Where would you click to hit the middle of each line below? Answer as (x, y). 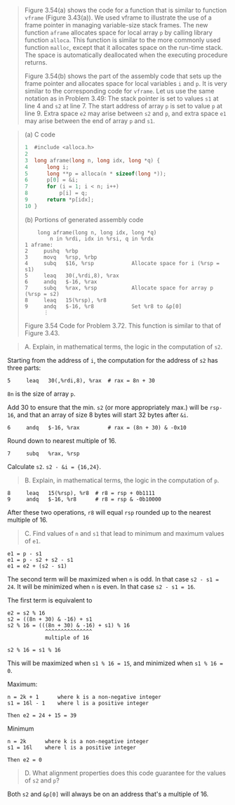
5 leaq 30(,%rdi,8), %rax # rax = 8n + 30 (81, 380)
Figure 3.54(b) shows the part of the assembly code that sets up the (123, 76)
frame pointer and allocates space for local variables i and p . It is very (126, 83)
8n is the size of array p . (41, 394)
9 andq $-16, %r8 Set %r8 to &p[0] (103, 306)
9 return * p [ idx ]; (59, 200)
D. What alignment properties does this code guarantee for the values (125, 773)
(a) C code (40, 134)
